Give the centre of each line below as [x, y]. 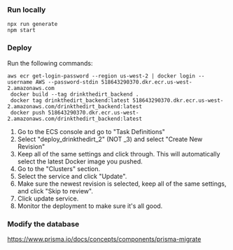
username [20, 82]
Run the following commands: [50, 63]
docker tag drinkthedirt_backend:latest [70, 100]
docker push [28, 112]
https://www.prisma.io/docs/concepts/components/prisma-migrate [104, 239]
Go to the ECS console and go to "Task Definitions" [91, 131]
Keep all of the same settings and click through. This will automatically [119, 154]
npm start [22, 30]
